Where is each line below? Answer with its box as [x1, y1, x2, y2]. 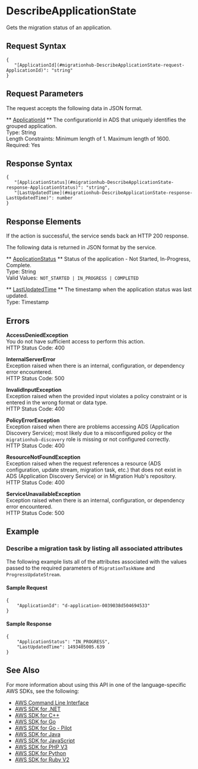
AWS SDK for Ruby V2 [14, 756, 70, 763]
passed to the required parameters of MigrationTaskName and [6, 564, 156, 571]
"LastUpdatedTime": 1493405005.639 [17, 644, 105, 650]
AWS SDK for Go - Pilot [14, 724, 73, 732]
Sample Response [6, 620, 52, 627]
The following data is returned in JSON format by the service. [6, 244, 156, 251]
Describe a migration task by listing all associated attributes [6, 545, 183, 553]
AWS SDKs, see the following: [6, 687, 79, 695]
